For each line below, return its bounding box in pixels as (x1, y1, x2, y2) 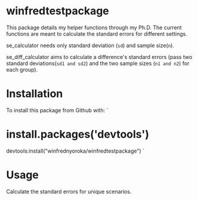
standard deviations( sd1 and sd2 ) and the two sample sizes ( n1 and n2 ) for (6, 60, 190, 67)
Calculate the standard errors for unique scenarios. (6, 188, 132, 195)
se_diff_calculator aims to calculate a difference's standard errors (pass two (6, 53, 193, 60)
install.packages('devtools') (6, 128, 150, 141)
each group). (6, 66, 38, 73)
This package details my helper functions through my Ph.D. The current (6, 24, 182, 31)
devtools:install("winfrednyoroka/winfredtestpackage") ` (6, 147, 145, 154)
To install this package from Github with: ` (6, 106, 109, 114)
